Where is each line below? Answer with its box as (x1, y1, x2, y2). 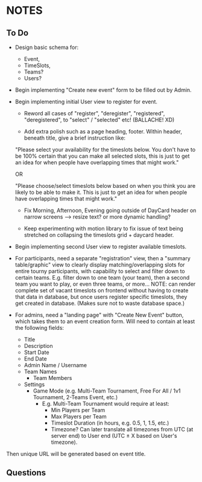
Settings (24, 381, 45, 388)
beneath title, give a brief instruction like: (24, 134, 125, 141)
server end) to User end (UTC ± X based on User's (51, 432, 177, 439)
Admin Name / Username (24, 362, 87, 368)
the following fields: (14, 324, 65, 331)
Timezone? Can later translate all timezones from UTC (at (51, 426, 194, 432)
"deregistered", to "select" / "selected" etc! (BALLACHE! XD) (24, 116, 175, 123)
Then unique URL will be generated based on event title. (6, 451, 146, 457)
